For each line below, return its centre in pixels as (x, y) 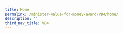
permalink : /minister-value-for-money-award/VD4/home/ (62, 14)
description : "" (21, 18)
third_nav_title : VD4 (27, 23)
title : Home (17, 9)
